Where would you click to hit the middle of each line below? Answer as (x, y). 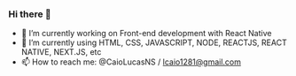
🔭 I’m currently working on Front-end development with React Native (146, 34)
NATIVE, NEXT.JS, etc (61, 52)
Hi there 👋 (30, 14)
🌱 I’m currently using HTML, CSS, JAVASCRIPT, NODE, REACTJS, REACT (154, 42)
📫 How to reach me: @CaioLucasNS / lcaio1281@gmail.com (131, 62)
